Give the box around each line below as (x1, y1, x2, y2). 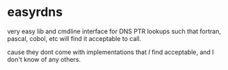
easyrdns (7, 4, 63, 20)
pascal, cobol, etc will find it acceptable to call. (7, 34, 142, 42)
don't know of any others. (7, 55, 81, 63)
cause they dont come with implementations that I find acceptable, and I (7, 48, 214, 56)
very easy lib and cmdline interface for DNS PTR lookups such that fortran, (7, 27, 221, 35)
